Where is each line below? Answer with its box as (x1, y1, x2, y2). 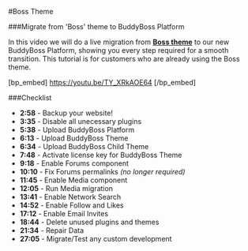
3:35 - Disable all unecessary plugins (19, 117, 142, 126)
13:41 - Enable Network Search (19, 193, 122, 201)
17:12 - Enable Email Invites (19, 209, 109, 218)
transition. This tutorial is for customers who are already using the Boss (8, 54, 240, 63)
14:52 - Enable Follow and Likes (19, 200, 124, 210)
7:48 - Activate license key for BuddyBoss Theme (19, 150, 182, 159)
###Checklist (8, 93, 52, 102)
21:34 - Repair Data (19, 226, 85, 235)
